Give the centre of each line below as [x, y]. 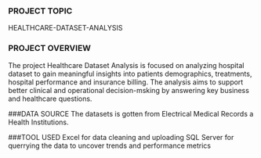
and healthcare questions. [50, 99]
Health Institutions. [38, 122]
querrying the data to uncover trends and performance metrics [110, 145]
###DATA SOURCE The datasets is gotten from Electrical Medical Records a [131, 113]
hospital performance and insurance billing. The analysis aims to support [126, 82]
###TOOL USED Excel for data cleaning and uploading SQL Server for [121, 137]
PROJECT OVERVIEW [50, 48]
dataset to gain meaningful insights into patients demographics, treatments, [130, 74]
